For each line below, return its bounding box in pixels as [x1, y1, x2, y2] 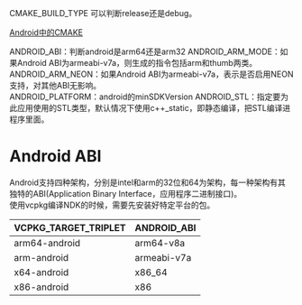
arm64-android [14, 236, 81, 249]
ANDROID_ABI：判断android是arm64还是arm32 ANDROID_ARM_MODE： [9, 46, 281, 57]
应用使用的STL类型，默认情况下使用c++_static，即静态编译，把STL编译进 [16, 103, 291, 113]
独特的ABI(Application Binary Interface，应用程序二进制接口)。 [9, 188, 243, 199]
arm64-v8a [134, 236, 186, 249]
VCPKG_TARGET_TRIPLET [14, 221, 126, 234]
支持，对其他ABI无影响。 [9, 80, 102, 90]
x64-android [14, 265, 69, 278]
